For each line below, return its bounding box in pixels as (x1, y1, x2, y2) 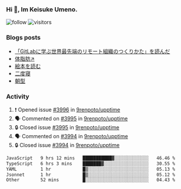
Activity (6, 92, 29, 100)
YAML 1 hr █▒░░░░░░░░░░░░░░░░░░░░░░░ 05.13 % (6, 166, 176, 172)
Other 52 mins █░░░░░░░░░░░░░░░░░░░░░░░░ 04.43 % (6, 177, 176, 183)
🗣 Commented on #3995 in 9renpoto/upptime (14, 115, 128, 122)
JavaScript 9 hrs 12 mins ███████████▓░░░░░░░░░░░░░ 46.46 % (6, 155, 176, 161)
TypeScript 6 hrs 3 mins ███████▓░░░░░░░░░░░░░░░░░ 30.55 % (6, 161, 176, 167)
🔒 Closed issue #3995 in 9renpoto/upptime (14, 123, 120, 131)
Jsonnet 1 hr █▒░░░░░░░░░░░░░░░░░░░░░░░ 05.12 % (6, 171, 176, 178)
